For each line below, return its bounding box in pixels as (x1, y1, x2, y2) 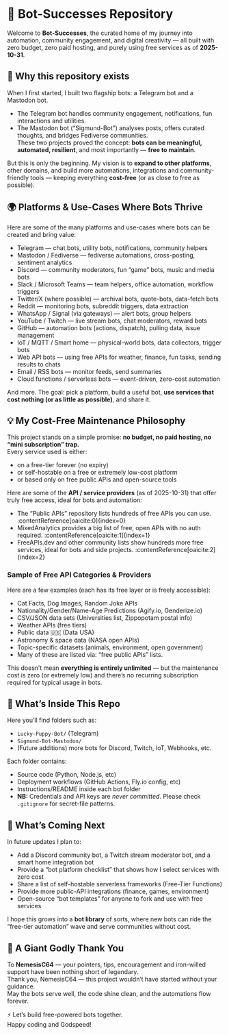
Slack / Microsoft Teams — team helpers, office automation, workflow (16, 280, 214, 288)
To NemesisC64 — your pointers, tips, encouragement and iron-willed (7, 960, 206, 969)
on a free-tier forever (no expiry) (16, 461, 109, 469)
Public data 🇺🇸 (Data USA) (16, 628, 94, 636)
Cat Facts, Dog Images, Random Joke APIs (16, 599, 138, 607)
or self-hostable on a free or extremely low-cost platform (16, 469, 178, 477)
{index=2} (16, 553, 46, 561)
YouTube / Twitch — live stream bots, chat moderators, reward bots (16, 316, 207, 325)
